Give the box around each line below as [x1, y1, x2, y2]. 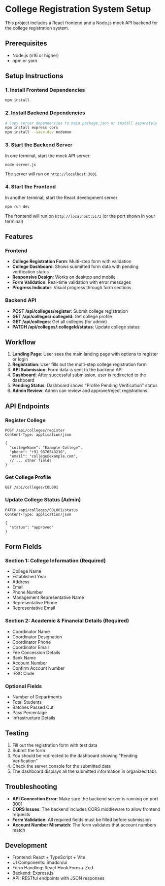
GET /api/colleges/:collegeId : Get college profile [12, 313, 112, 319]
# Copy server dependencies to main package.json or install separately [5, 121, 158, 126]
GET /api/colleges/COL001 [5, 485, 58, 490]
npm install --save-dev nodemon [5, 130, 71, 135]
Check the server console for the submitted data [12, 763, 111, 769]
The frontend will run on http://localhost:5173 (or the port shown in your [5, 213, 156, 219]
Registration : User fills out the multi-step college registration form [12, 361, 147, 367]
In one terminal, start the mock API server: [5, 153, 91, 159]
